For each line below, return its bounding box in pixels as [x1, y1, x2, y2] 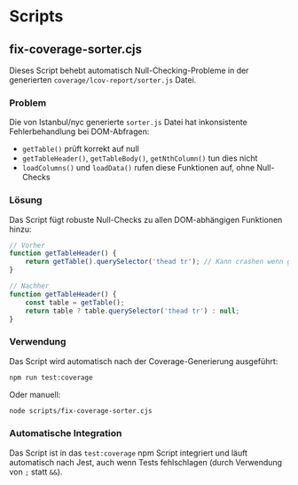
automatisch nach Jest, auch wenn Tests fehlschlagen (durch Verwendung [9, 457, 282, 467]
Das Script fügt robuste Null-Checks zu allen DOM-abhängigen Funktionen [9, 214, 283, 225]
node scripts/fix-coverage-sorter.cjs [9, 406, 153, 415]
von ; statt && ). [9, 466, 63, 477]
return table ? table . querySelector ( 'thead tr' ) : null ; [25, 306, 240, 315]
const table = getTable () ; [25, 298, 125, 307]
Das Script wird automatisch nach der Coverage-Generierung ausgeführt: [9, 355, 278, 366]
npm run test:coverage [9, 373, 93, 382]
